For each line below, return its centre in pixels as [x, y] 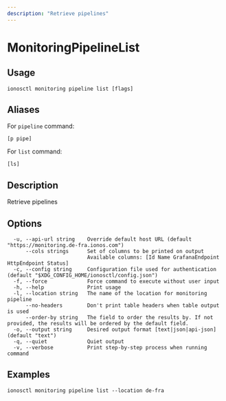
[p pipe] [20, 139]
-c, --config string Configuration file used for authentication [115, 270]
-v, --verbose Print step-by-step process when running [110, 348]
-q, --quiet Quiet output [69, 342]
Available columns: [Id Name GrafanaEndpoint [153, 258]
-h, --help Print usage [67, 288]
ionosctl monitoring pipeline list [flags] [70, 89]
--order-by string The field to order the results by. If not [119, 318]
